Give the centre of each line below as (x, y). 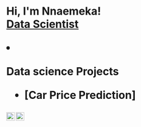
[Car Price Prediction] (80, 95)
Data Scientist (43, 24)
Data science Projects (63, 72)
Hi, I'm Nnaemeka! (54, 11)
